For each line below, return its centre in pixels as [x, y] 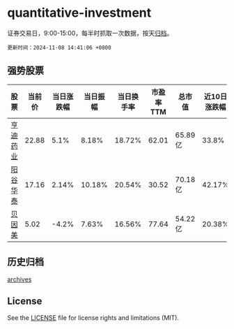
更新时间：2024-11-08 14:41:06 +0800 [59, 47]
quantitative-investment [79, 13]
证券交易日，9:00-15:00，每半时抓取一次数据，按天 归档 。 [90, 33]
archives [19, 279]
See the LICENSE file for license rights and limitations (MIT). [93, 318]
